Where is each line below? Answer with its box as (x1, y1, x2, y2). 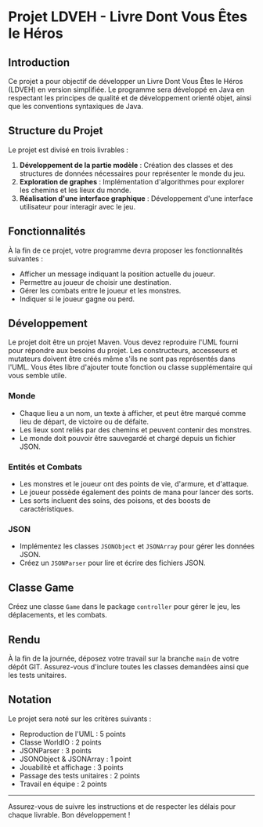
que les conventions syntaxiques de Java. (8, 102, 143, 111)
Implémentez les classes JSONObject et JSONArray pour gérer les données (19, 541, 255, 551)
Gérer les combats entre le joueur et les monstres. (19, 286, 182, 295)
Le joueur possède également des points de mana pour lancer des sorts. (19, 487, 254, 497)
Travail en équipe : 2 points (19, 779, 107, 789)
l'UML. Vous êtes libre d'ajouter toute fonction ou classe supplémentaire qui (8, 362, 253, 372)
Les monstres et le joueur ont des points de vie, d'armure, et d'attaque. (19, 479, 249, 489)
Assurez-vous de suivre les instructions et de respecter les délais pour (8, 801, 236, 811)
